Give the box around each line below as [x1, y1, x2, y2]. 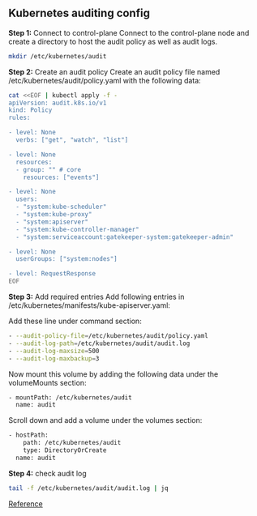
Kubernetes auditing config [8, 6, 150, 20]
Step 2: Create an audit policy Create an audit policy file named [8, 66, 221, 76]
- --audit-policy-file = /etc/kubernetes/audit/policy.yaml [8, 332, 208, 340]
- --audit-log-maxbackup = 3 [8, 354, 100, 363]
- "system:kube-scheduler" [15, 203, 107, 211]
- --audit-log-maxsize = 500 [8, 347, 100, 355]
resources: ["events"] [23, 173, 100, 181]
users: [15, 195, 38, 203]
